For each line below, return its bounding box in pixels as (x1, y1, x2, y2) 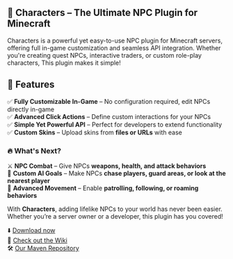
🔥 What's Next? (7, 146, 61, 155)
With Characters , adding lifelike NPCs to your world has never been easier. (7, 205, 223, 213)
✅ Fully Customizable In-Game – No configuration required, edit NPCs (7, 97, 211, 105)
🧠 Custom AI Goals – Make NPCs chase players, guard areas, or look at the (7, 168, 226, 178)
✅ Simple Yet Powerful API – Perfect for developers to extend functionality (7, 120, 223, 129)
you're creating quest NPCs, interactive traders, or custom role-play (7, 51, 202, 59)
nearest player (7, 176, 51, 185)
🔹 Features (7, 79, 55, 91)
